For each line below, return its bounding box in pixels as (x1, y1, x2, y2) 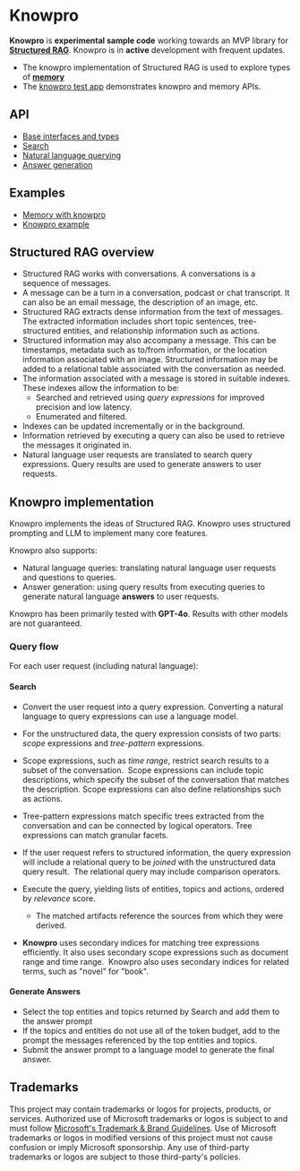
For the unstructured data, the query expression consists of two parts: (21, 728, 282, 739)
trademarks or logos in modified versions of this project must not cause (9, 1132, 273, 1143)
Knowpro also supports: (9, 545, 98, 556)
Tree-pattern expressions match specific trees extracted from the (21, 811, 265, 821)
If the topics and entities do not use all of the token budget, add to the (21, 1025, 280, 1036)
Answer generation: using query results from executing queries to (21, 582, 266, 593)
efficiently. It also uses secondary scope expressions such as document (21, 947, 289, 958)
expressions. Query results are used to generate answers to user (21, 459, 262, 470)
